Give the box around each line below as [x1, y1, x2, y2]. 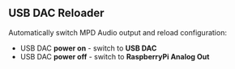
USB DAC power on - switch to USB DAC [19, 43, 157, 53]
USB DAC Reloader [8, 6, 105, 20]
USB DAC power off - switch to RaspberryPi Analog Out [19, 51, 210, 61]
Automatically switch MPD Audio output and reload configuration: [8, 27, 227, 37]
